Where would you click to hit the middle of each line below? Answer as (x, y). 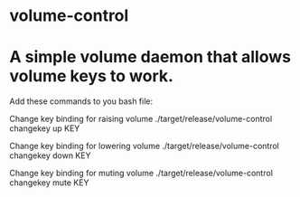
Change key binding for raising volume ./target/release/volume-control (141, 119)
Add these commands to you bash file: (81, 101)
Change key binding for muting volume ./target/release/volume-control (141, 174)
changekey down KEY (50, 155)
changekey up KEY (45, 128)
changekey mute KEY (49, 183)
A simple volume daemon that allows (150, 57)
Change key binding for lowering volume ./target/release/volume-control (145, 146)
